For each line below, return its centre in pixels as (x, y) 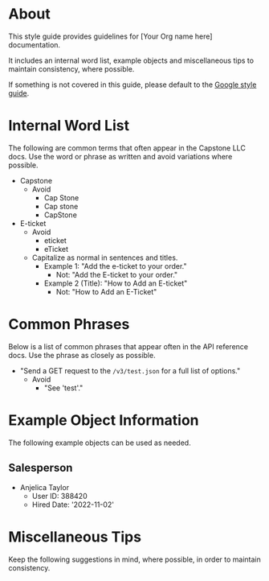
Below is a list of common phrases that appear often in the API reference (128, 346)
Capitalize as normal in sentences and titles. (105, 258)
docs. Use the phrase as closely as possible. (82, 355)
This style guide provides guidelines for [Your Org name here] (110, 36)
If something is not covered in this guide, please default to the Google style (132, 84)
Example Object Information (104, 420)
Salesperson (41, 468)
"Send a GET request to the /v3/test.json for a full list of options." (130, 370)
